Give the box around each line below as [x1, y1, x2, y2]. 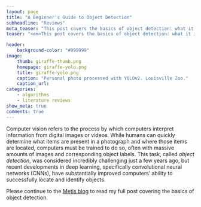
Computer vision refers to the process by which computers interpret [6, 125, 174, 132]
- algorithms [17, 92, 50, 98]
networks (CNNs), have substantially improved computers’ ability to [6, 169, 173, 176]
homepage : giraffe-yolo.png [17, 64, 87, 70]
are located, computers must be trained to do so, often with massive [6, 144, 175, 151]
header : [6, 42, 26, 48]
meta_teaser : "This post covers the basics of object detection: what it [6, 25, 194, 32]
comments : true [6, 108, 44, 114]
